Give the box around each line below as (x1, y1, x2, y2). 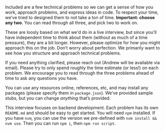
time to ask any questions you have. (5, 76, 78, 81)
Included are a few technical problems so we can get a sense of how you (5, 4, 154, 10)
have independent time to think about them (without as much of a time (5, 34, 148, 40)
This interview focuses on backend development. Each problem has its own (5, 105, 159, 110)
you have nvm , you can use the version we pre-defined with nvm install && (5, 115, 157, 121)
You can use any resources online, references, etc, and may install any (5, 85, 149, 90)
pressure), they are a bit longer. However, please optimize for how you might (5, 40, 161, 46)
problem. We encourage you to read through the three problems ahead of (5, 70, 154, 76)
